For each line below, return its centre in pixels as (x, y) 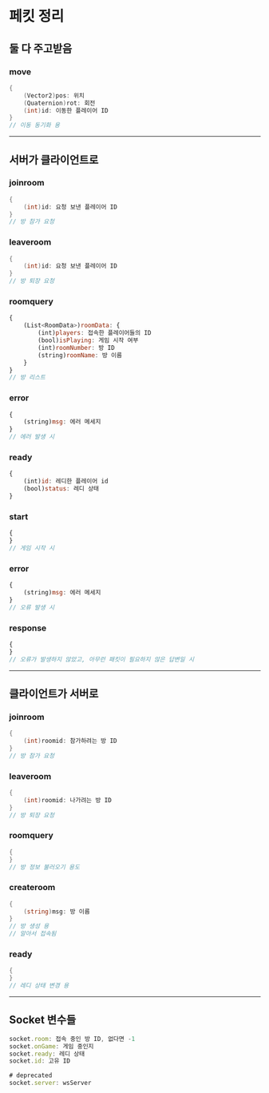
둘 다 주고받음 (41, 48)
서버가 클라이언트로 (54, 159)
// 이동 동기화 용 (35, 125)
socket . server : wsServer (50, 1083)
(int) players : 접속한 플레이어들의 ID (95, 333)
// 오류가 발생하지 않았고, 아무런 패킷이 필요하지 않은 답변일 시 (102, 659)
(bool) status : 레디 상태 (61, 489)
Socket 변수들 (43, 1020)
